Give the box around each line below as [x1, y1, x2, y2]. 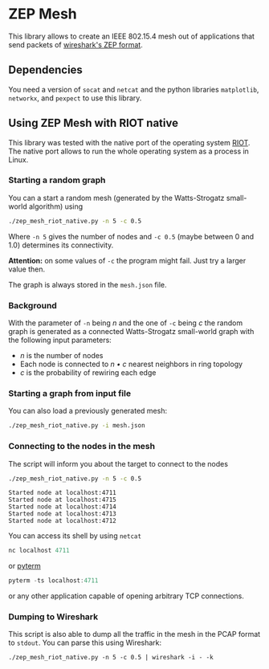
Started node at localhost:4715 [8, 496, 116, 504]
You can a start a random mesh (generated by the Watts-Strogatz [8, 193, 225, 202]
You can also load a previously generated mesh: [8, 406, 167, 416]
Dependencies [8, 63, 83, 77]
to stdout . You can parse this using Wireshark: [8, 638, 162, 647]
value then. [8, 264, 46, 274]
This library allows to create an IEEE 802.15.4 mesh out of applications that [8, 31, 255, 41]
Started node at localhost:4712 [8, 517, 116, 525]
